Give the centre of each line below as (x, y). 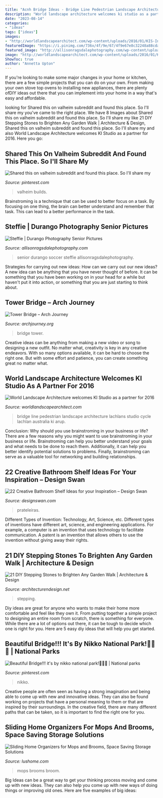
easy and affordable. (26, 98)
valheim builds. (32, 192)
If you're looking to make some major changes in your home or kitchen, (76, 78)
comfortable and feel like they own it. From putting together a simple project (81, 613)
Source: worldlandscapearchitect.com (43, 407)
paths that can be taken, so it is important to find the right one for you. (75, 712)
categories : (17, 23)
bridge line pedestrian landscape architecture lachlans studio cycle (84, 416)
